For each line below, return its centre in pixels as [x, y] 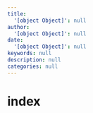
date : [15, 40]
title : [17, 14]
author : [19, 27]
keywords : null [30, 54]
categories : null [33, 66]
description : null [34, 60]
